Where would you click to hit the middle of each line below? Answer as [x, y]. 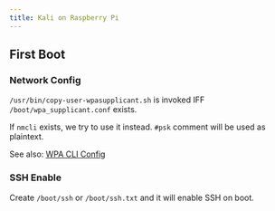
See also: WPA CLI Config [57, 154]
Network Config [45, 80]
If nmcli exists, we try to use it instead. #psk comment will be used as [137, 127]
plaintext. [27, 137]
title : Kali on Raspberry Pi [64, 18]
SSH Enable [35, 177]
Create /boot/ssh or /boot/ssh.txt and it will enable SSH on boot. [132, 197]
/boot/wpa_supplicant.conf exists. [73, 110]
